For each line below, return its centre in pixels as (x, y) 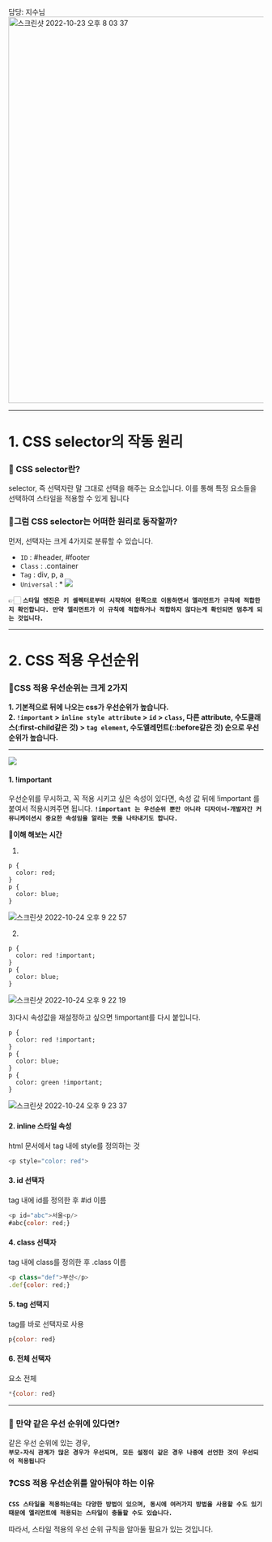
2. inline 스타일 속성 (40, 1126)
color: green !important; (59, 1083)
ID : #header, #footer (55, 557)
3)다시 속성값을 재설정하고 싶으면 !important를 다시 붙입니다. (104, 1017)
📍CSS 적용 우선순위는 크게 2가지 (68, 687)
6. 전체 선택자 (30, 1358)
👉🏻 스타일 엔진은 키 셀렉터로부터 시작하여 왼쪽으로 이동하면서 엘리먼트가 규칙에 (124, 600)
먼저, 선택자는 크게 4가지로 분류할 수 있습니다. (81, 541)
